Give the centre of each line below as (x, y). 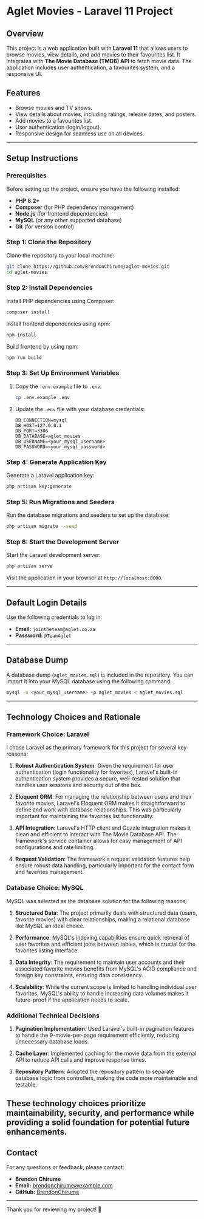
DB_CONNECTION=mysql (41, 420)
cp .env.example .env (42, 397)
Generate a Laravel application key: (50, 475)
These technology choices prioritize (76, 1104)
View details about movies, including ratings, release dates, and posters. (106, 114)
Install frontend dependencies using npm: (58, 324)
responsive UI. (24, 74)
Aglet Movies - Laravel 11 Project (90, 11)
